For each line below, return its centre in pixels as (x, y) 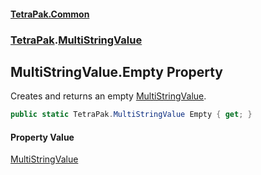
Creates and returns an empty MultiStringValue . (108, 96)
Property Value (42, 137)
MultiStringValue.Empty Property (117, 71)
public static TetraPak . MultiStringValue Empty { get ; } (131, 115)
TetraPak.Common (50, 14)
